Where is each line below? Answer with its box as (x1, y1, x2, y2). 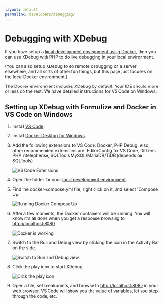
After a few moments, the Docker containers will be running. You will (12, 211, 151, 217)
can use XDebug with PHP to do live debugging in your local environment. (5, 54, 154, 60)
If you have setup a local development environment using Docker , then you (5, 49, 156, 55)
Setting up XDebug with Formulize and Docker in (5, 103, 157, 111)
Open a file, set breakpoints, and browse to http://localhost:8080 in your (12, 283, 158, 289)
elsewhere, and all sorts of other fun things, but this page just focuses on (5, 69, 153, 75)
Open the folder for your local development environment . (12, 177, 127, 183)
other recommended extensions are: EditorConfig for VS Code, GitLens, (12, 148, 157, 153)
